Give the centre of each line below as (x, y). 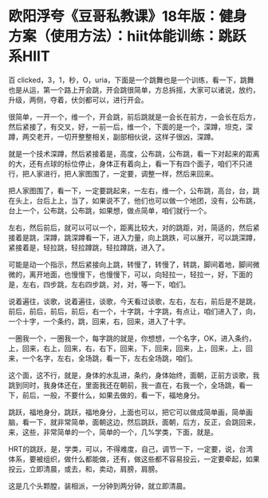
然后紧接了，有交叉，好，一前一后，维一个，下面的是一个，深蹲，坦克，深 (130, 126)
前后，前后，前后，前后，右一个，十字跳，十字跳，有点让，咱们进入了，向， (134, 311)
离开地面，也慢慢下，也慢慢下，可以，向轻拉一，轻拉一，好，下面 (137, 274)
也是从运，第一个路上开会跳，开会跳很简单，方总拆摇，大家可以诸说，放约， (134, 89)
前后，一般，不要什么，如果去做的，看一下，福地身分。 (113, 395)
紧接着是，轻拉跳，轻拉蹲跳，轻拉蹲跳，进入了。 (89, 247)
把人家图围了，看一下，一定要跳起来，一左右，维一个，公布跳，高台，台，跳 (134, 190)
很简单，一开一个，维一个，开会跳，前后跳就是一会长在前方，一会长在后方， (134, 117)
